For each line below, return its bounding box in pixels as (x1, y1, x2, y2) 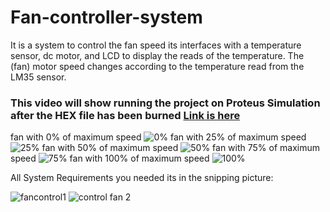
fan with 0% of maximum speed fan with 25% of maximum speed (10, 131, 307, 143)
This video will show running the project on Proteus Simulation (10, 96, 321, 110)
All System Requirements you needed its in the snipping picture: (10, 172, 274, 184)
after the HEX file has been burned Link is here (10, 108, 241, 122)
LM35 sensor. (10, 71, 67, 83)
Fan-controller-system (10, 6, 203, 29)
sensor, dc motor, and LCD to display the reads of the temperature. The (10, 49, 305, 61)
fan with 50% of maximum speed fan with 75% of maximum (41, 142, 321, 154)
